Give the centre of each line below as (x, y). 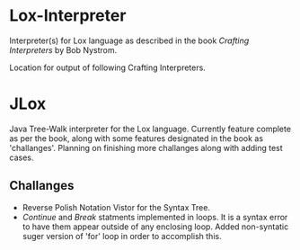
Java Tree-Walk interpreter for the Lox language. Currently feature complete (150, 129)
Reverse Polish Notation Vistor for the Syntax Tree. (116, 207)
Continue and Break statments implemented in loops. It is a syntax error (155, 217)
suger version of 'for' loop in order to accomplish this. (122, 236)
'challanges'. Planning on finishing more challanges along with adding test (146, 147)
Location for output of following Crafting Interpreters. (108, 67)
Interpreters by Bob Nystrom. (63, 49)
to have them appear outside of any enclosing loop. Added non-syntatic (155, 227)
